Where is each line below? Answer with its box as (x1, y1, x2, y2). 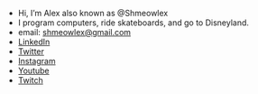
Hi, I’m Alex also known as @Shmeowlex (17, 8, 169, 18)
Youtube (17, 65, 50, 76)
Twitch (17, 75, 43, 85)
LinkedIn (17, 36, 51, 47)
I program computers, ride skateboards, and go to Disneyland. (17, 17, 250, 28)
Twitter (17, 46, 45, 57)
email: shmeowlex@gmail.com (17, 27, 132, 37)
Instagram (17, 56, 56, 66)
